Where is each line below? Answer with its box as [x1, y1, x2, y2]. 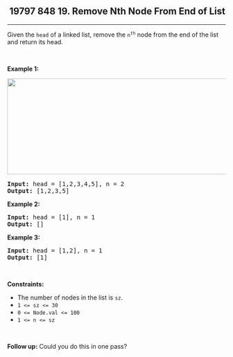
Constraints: [7, 280, 44, 288]
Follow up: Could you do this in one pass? [7, 342, 128, 350]
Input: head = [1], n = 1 [7, 213, 96, 221]
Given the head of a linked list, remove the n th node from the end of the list [7, 30, 219, 39]
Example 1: [7, 64, 40, 73]
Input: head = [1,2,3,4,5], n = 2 [7, 180, 125, 187]
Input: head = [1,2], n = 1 [7, 246, 103, 255]
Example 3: [7, 233, 40, 241]
